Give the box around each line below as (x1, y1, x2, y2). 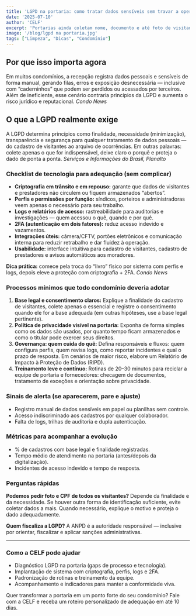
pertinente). (14, 315, 43, 322)
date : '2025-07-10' (6, 14, 54, 20)
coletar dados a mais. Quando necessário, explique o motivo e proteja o (6, 505, 179, 512)
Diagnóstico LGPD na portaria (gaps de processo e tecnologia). (14, 562, 167, 569)
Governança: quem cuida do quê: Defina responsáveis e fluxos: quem (14, 340, 185, 347)
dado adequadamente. (6, 511, 61, 518)
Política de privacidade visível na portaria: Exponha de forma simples (14, 322, 185, 329)
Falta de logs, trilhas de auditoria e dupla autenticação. (14, 418, 147, 425)
